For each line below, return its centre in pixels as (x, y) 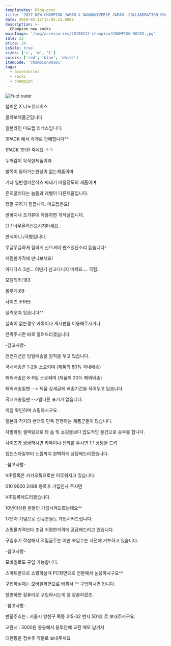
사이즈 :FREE (18, 301)
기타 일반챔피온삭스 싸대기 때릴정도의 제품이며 (51, 182)
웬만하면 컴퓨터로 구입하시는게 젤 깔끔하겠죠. (50, 594)
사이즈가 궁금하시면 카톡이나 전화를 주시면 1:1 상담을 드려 (62, 443)
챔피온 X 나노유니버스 (27, 106)
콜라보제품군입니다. (24, 117)
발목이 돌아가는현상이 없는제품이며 (39, 171)
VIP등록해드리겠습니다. (28, 497)
